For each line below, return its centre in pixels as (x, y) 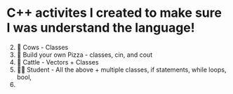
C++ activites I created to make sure (114, 13)
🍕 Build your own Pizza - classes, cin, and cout (84, 55)
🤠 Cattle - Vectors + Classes (58, 62)
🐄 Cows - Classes (42, 47)
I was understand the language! (101, 28)
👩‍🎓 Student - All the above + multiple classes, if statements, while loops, (121, 69)
